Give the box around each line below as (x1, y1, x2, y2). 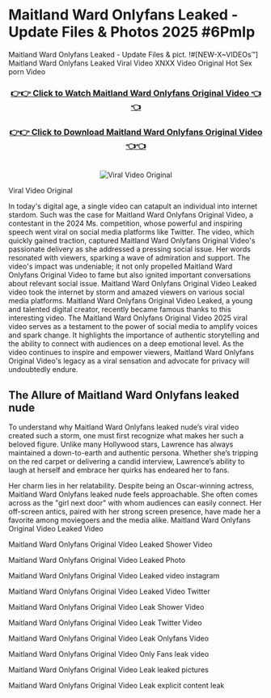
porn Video (8, 66, 46, 76)
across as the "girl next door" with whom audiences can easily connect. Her (8, 497, 262, 507)
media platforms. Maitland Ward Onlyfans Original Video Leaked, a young (8, 296, 253, 306)
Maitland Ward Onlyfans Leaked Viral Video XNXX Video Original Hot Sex (8, 58, 252, 68)
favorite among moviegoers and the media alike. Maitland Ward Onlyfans (8, 515, 251, 525)
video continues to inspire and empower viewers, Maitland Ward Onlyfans (8, 348, 255, 357)
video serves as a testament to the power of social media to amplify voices (8, 322, 258, 332)
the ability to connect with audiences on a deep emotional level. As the (8, 339, 244, 349)
